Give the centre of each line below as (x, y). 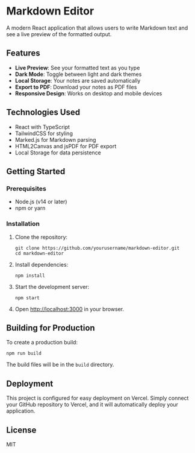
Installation (23, 224)
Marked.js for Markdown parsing (55, 139)
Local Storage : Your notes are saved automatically (78, 80)
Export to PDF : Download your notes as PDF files (76, 87)
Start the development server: (52, 287)
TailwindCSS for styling (44, 133)
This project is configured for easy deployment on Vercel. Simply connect (97, 398)
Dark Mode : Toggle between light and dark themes (78, 74)
